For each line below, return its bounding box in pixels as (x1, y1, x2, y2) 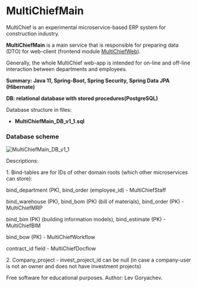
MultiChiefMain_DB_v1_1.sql (14, 117, 85, 125)
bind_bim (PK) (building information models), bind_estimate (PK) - (6, 216, 166, 223)
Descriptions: (6, 157, 39, 165)
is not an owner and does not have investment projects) (6, 263, 142, 270)
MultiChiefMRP (6, 204, 43, 211)
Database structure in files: (6, 106, 72, 113)
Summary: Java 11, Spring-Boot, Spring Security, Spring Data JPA (6, 77, 170, 84)
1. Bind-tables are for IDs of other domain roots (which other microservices (6, 169, 188, 176)
